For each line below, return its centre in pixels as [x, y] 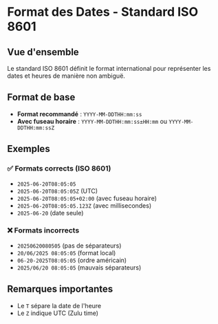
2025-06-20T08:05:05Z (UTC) [57, 191]
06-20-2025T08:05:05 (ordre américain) [72, 260]
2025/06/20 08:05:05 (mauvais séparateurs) [79, 267]
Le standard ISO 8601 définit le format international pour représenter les [109, 68]
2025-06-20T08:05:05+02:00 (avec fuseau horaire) [87, 198]
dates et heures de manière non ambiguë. [66, 76]
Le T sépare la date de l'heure [59, 305]
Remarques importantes [60, 289]
